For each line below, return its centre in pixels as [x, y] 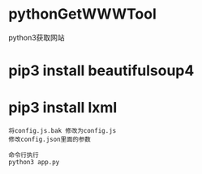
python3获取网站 [37, 37]
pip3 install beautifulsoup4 [101, 71]
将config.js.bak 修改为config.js [62, 131]
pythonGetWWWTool [82, 14]
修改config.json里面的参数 [49, 140]
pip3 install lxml [63, 108]
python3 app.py [34, 163]
